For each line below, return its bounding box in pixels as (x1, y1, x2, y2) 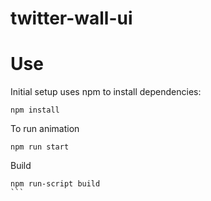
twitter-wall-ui (10, 7, 133, 30)
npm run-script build (10, 179, 101, 189)
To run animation (10, 123, 80, 135)
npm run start (10, 142, 70, 152)
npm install (10, 105, 60, 116)
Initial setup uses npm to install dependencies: (10, 86, 202, 98)
